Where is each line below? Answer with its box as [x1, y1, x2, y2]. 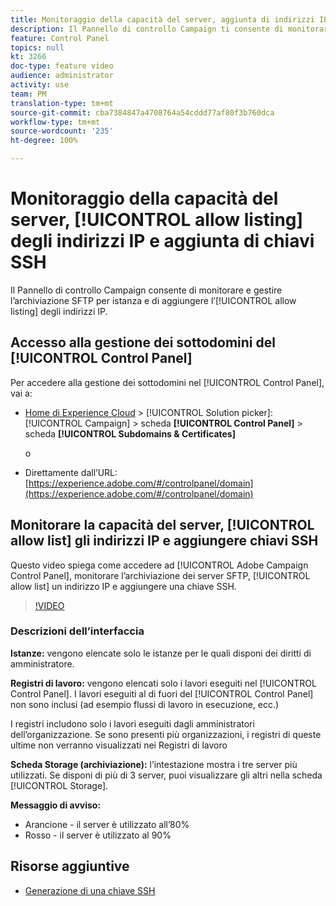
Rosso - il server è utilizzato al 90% [24, 829, 172, 841]
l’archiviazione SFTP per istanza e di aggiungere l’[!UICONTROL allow [10, 294, 297, 306]
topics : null [10, 42, 65, 53]
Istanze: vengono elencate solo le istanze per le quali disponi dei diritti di [10, 647, 312, 659]
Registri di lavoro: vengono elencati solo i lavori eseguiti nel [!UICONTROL [10, 677, 317, 689]
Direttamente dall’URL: [24, 466, 118, 478]
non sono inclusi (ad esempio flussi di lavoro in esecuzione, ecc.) [10, 698, 280, 710]
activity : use [10, 80, 70, 90]
